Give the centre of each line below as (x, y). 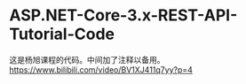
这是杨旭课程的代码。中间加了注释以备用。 (87, 59)
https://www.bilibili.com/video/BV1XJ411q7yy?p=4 (101, 69)
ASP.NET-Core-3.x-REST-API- (123, 15)
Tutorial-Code (62, 34)
